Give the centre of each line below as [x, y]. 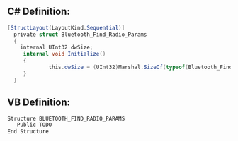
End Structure [28, 132]
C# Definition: [39, 12]
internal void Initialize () [64, 54]
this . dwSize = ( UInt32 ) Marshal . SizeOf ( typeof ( [119, 67]
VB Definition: [39, 103]
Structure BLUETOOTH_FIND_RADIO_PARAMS [66, 118]
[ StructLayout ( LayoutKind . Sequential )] [66, 27]
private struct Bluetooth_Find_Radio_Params [80, 35]
